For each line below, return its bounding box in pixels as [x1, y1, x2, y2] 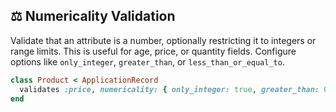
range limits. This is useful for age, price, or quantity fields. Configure [10, 45, 297, 57]
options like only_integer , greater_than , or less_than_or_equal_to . [10, 55, 285, 68]
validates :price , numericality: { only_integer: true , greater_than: [19, 84, 320, 94]
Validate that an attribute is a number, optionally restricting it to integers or [10, 34, 317, 46]
